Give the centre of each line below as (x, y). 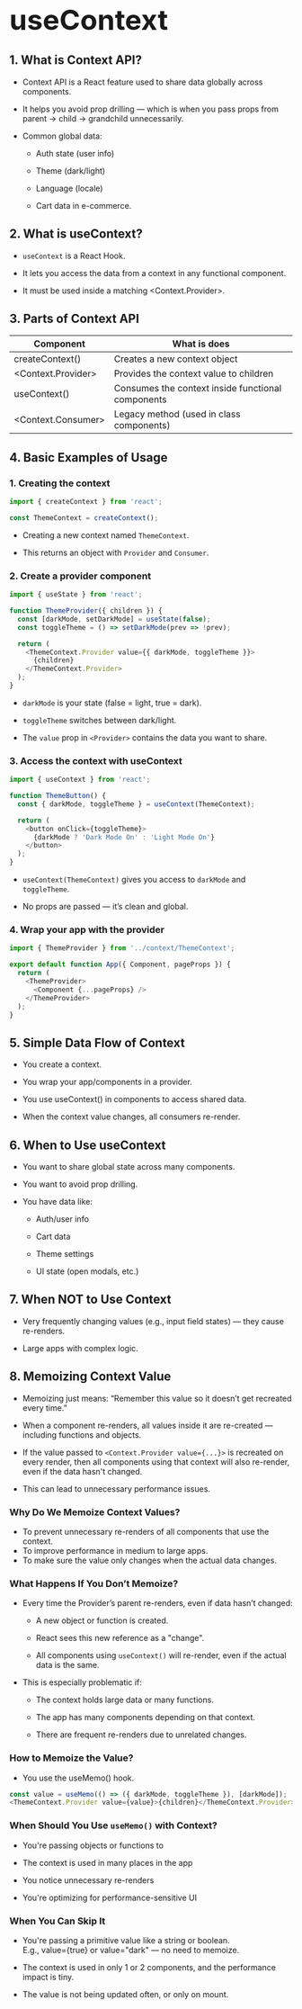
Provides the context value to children (194, 373)
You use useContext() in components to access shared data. (134, 1099)
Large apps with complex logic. (80, 1348)
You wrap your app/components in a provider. (107, 1082)
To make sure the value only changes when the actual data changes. (149, 1560)
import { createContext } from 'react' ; (86, 502)
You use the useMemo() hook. (78, 1778)
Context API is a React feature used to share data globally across (142, 82)
